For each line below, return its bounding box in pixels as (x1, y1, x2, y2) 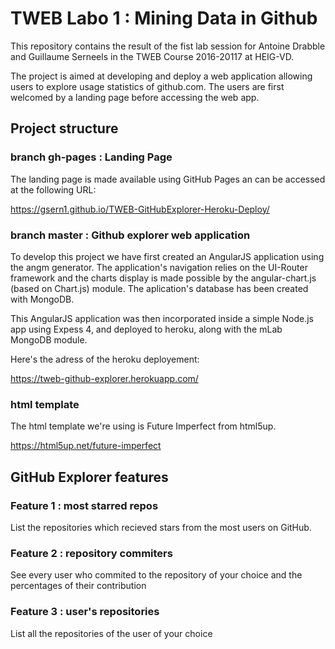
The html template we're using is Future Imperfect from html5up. (10, 420, 277, 432)
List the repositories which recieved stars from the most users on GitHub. (10, 521, 312, 533)
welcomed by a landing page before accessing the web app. (10, 91, 260, 103)
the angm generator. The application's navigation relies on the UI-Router (10, 261, 308, 273)
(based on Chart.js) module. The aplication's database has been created (10, 282, 309, 294)
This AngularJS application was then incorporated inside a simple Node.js (10, 312, 314, 324)
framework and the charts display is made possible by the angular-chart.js (10, 272, 317, 284)
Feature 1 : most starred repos (10, 498, 159, 512)
